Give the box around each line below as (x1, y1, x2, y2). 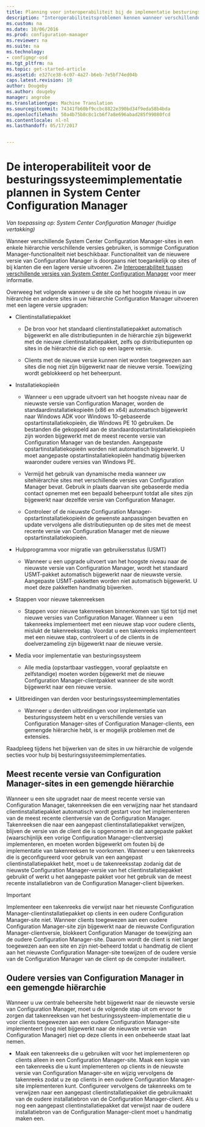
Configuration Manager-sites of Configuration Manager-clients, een (24, 720, 195, 727)
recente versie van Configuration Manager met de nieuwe (24, 528, 170, 535)
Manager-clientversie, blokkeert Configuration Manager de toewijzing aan (6, 929, 192, 937)
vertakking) (6, 226, 35, 233)
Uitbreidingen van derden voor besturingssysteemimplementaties (15, 695, 180, 703)
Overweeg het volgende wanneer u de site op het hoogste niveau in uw (6, 288, 186, 296)
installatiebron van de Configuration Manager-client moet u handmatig (15, 1108, 192, 1115)
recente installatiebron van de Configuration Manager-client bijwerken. (6, 879, 184, 886)
